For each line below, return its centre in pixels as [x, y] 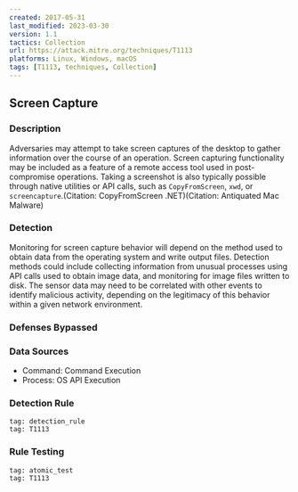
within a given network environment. [76, 304]
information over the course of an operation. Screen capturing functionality [147, 158]
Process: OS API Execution [71, 381]
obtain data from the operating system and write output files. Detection [139, 257]
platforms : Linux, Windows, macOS [73, 59]
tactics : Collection [48, 42]
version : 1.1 [33, 34]
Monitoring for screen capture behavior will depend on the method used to [146, 247]
